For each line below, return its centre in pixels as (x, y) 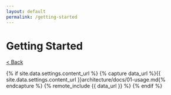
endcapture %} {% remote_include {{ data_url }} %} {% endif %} (84, 86)
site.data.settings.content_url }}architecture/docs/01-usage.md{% (86, 80)
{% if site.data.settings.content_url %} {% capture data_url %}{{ (83, 73)
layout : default (26, 11)
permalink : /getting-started (42, 17)
